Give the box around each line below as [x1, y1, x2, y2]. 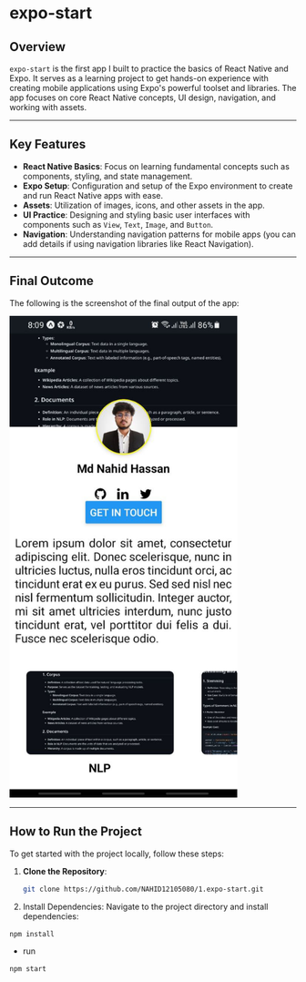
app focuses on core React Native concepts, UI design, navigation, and [9, 92, 276, 103]
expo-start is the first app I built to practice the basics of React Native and [9, 63, 289, 74]
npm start [9, 964, 47, 973]
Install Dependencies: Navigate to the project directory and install [22, 901, 269, 912]
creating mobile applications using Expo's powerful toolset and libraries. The [9, 83, 297, 93]
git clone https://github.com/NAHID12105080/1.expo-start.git [22, 885, 264, 894]
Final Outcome [9, 273, 94, 289]
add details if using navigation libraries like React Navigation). [22, 238, 254, 249]
